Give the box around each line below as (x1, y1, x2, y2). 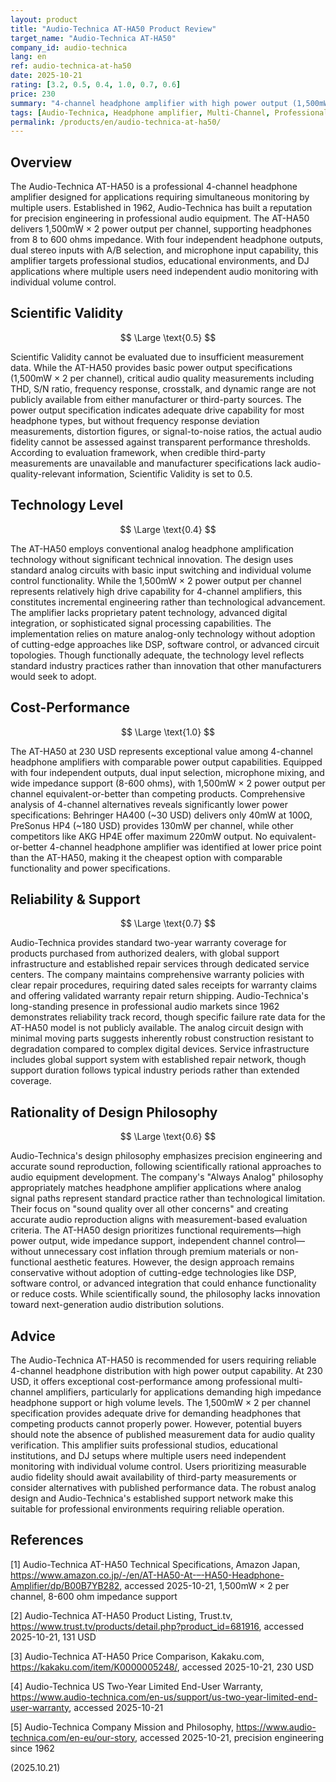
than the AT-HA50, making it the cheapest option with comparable (10, 851, 283, 863)
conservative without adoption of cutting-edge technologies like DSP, (10, 1267, 297, 1279)
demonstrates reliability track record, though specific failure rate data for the (10, 1011, 326, 1023)
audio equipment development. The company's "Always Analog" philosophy (10, 1171, 324, 1183)
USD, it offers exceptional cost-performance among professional (10, 1375, 277, 1387)
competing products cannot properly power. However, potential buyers (10, 1417, 303, 1430)
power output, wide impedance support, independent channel (10, 1235, 266, 1247)
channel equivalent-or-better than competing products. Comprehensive (10, 787, 306, 800)
